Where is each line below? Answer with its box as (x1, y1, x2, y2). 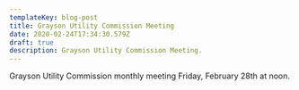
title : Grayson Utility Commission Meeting (9, 21, 175, 30)
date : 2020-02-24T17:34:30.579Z (9, 29, 130, 38)
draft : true (9, 37, 54, 47)
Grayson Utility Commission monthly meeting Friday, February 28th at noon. (9, 70, 290, 81)
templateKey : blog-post (9, 12, 99, 22)
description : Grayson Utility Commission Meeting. (9, 46, 203, 55)
